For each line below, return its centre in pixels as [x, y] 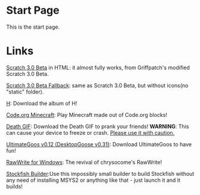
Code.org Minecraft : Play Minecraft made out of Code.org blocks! [87, 114]
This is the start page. [33, 27]
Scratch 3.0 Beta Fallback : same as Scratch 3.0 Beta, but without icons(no [97, 85]
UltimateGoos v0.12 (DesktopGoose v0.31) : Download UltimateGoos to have [99, 144]
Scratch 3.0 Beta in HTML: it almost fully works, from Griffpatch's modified [98, 67]
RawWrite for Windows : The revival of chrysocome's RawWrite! [84, 162]
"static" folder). [25, 92]
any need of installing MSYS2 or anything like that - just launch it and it [93, 180]
